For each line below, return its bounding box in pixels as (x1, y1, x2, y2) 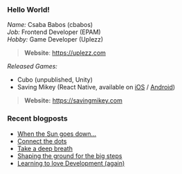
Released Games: (7, 62, 57, 71)
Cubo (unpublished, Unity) (17, 76, 93, 84)
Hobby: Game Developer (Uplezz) (7, 35, 104, 44)
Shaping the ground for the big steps (17, 151, 122, 160)
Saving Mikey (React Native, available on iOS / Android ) (17, 83, 175, 92)
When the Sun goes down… (17, 130, 97, 138)
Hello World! (7, 5, 51, 15)
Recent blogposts (7, 114, 68, 123)
